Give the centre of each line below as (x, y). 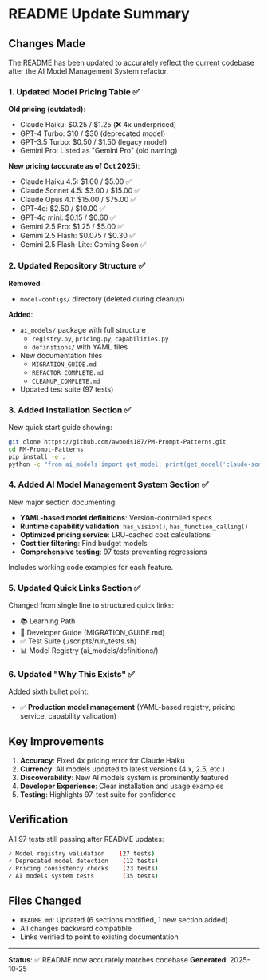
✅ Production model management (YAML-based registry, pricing (128, 707)
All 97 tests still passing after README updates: (86, 839)
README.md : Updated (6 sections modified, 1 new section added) (124, 920)
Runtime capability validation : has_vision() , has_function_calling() (134, 526)
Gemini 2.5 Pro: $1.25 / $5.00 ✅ (72, 227)
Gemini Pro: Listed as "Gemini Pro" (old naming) (99, 151)
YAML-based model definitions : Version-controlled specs (116, 517)
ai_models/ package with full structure (83, 329)
